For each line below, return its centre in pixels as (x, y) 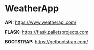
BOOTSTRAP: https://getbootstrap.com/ (47, 42)
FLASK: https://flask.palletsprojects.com (47, 32)
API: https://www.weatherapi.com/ (41, 22)
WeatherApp (32, 9)
